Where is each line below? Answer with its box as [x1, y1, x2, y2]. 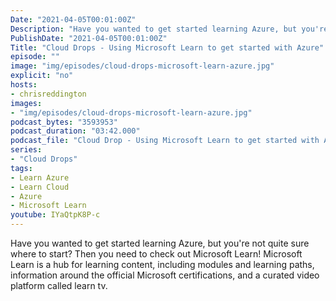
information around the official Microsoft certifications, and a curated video [10, 269, 320, 281]
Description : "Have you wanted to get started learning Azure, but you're [10, 24, 329, 34]
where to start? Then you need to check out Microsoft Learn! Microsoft [10, 248, 303, 260]
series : [10, 145, 43, 155]
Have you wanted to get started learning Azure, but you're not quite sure [10, 237, 310, 249]
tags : [10, 163, 33, 173]
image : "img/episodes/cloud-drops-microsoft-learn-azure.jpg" [10, 61, 275, 71]
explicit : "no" [10, 71, 74, 81]
